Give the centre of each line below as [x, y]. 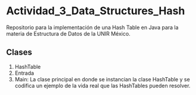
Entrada [24, 73]
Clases [19, 53]
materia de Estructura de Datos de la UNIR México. [68, 33]
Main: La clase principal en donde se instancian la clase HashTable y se [102, 79]
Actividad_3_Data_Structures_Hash [96, 11]
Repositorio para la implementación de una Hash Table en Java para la [92, 27]
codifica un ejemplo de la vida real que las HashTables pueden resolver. [102, 85]
